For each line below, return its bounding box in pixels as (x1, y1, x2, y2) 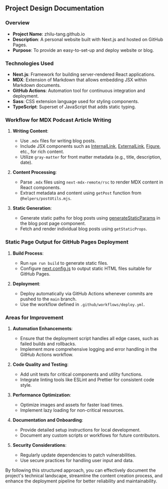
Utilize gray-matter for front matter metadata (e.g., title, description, (20, 154, 162, 160)
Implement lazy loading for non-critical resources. (20, 407, 125, 413)
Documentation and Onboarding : (12, 417, 83, 423)
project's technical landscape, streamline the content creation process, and (5, 472, 163, 478)
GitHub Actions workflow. (20, 351, 73, 357)
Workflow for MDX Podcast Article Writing (5, 116, 111, 124)
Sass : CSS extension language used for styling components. (12, 98, 139, 104)
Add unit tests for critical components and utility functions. (20, 371, 143, 377)
